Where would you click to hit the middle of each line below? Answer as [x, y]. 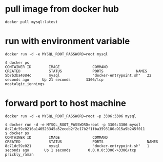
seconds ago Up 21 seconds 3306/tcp [54, 80]
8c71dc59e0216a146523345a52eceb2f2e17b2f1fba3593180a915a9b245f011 [75, 129]
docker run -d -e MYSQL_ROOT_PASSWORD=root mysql [57, 54]
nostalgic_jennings [25, 84]
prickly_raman [20, 154]
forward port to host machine [66, 103]
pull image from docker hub [62, 9]
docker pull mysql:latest [31, 22]
